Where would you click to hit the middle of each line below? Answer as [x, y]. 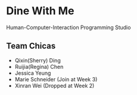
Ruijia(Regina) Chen [39, 66]
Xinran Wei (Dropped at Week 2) [55, 85]
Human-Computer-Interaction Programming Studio [68, 27]
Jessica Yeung [33, 73]
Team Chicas [31, 46]
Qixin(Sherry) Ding [38, 60]
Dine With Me [40, 11]
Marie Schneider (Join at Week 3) [56, 79]
